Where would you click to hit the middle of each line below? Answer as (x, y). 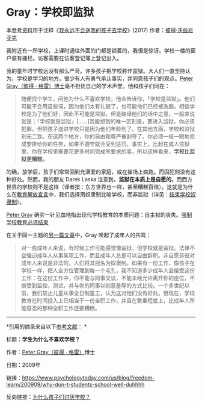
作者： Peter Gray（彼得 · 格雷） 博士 (50, 352)
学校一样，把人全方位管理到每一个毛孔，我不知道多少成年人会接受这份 (108, 270)
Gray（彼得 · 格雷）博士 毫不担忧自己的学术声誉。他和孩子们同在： (88, 86)
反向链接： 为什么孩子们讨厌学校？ (48, 397)
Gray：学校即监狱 (50, 12)
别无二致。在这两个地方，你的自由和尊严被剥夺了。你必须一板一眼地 (105, 136)
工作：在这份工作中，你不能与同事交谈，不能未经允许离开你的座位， (105, 278)
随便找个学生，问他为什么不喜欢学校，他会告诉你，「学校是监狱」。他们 (108, 98)
